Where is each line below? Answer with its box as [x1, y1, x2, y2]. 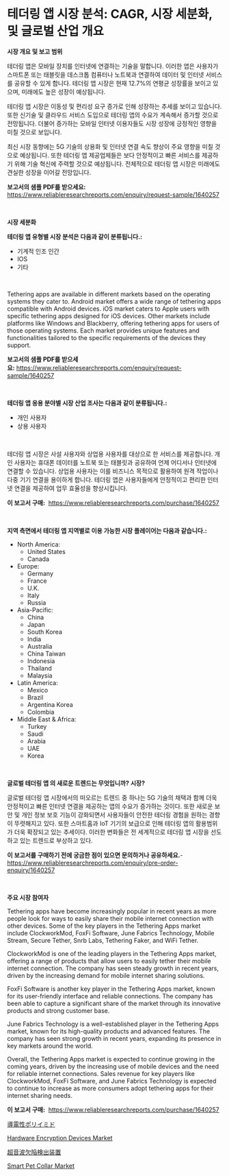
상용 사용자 [16, 422, 47, 430]
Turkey [27, 722, 47, 730]
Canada [27, 555, 50, 563]
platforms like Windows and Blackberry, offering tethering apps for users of [7, 319, 220, 327]
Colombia [27, 708, 55, 716]
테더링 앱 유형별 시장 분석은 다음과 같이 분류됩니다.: [7, 232, 142, 241]
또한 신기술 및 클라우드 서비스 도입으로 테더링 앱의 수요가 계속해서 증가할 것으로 [7, 110, 219, 119]
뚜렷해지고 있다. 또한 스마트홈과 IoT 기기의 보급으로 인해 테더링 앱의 [14, 819, 195, 827]
